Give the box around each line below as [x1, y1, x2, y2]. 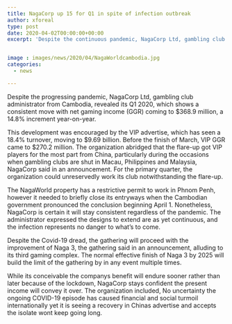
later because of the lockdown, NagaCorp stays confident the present [7, 279, 207, 287]
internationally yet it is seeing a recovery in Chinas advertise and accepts [7, 301, 217, 309]
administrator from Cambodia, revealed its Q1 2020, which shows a [7, 100, 199, 108]
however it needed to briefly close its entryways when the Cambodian [7, 193, 208, 201]
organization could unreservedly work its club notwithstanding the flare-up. [7, 172, 224, 180]
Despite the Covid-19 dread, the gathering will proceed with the [7, 236, 189, 244]
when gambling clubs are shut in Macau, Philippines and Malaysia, [7, 157, 197, 166]
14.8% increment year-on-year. [7, 114, 97, 123]
